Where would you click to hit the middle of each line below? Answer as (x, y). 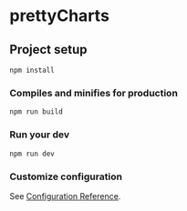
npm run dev (32, 154)
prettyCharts (59, 16)
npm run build (36, 112)
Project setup (49, 50)
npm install (32, 70)
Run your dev (40, 135)
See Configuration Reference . (65, 196)
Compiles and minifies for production (93, 93)
